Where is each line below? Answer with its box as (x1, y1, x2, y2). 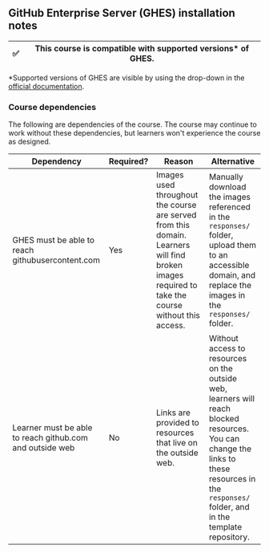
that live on (155, 437, 198, 449)
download (208, 181, 247, 193)
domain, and (208, 270, 256, 281)
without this (155, 310, 200, 321)
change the (208, 443, 252, 454)
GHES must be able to (12, 234, 94, 246)
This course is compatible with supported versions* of (34, 43, 250, 54)
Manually (208, 172, 244, 183)
